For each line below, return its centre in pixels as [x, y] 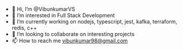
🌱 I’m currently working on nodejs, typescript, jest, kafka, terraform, [94, 21]
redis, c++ [24, 28]
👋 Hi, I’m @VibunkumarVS [43, 9]
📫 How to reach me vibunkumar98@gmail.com [70, 41]
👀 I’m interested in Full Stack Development [63, 15]
